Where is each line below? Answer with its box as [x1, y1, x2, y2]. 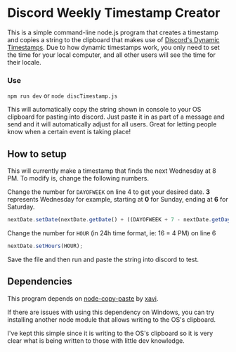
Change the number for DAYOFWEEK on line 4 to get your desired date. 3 [7, 188, 211, 196]
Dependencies [7, 275, 72, 287]
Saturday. [7, 202, 35, 211]
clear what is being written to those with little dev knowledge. [7, 336, 185, 345]
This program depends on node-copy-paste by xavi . [7, 294, 159, 303]
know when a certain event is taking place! [7, 128, 131, 136]
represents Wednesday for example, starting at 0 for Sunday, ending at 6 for [7, 195, 228, 204]
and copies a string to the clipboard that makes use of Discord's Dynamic [7, 35, 220, 44]
